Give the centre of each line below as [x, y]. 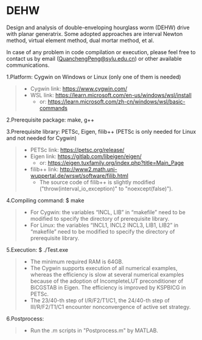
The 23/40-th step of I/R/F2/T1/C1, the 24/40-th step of [100, 300]
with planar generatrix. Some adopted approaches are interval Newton [95, 33]
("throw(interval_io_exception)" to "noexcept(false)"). [106, 189]
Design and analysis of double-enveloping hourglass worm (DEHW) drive [98, 27]
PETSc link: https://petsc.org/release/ [77, 150]
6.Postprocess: [25, 318]
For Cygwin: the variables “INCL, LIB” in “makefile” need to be [108, 212]
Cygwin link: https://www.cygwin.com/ [79, 88]
